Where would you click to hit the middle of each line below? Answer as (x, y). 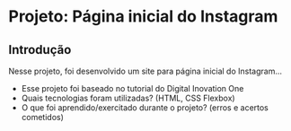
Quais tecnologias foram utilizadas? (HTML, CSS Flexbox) (128, 98)
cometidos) (43, 117)
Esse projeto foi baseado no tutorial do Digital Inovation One (132, 88)
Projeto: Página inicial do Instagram (143, 17)
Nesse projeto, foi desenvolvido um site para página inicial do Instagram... (145, 71)
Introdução (40, 50)
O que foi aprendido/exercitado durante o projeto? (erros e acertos (145, 108)
